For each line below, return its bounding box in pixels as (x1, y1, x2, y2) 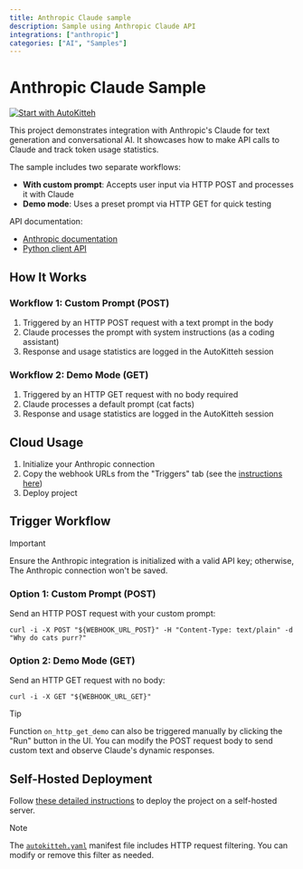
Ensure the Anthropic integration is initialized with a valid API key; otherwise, (9, 555, 294, 566)
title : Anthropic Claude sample (9, 13, 131, 23)
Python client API (22, 244, 88, 254)
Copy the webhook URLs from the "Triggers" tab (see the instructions (22, 468, 283, 479)
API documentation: (9, 216, 83, 227)
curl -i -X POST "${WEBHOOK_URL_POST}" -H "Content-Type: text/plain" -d (9, 625, 294, 635)
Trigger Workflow (9, 513, 111, 530)
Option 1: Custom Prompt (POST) (9, 587, 156, 600)
